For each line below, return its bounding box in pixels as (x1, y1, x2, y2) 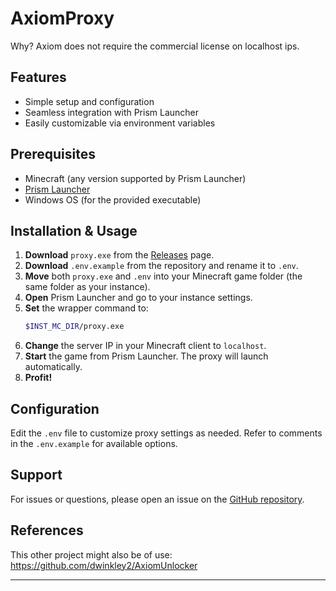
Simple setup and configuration (24, 95, 155, 107)
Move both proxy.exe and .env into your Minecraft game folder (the (24, 270, 303, 282)
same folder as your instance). (24, 281, 151, 293)
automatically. (24, 361, 83, 373)
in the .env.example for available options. (10, 438, 178, 450)
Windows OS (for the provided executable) (24, 193, 202, 206)
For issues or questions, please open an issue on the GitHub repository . (10, 493, 305, 505)
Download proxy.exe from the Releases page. (24, 249, 215, 261)
